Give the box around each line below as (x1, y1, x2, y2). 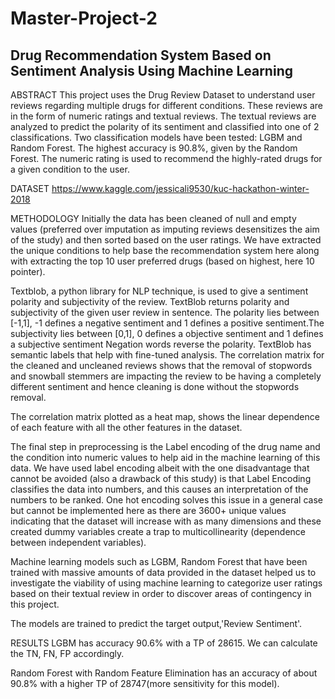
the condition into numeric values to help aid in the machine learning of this (10, 452, 321, 463)
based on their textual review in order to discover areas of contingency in (10, 588, 312, 599)
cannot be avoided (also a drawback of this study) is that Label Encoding (10, 473, 312, 484)
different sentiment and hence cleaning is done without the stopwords (10, 381, 300, 392)
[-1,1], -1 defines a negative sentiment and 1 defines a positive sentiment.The (10, 317, 325, 329)
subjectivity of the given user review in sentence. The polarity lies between (10, 307, 320, 318)
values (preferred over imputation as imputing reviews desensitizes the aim (10, 223, 320, 235)
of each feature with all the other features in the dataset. (10, 422, 243, 433)
